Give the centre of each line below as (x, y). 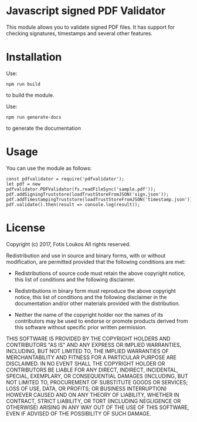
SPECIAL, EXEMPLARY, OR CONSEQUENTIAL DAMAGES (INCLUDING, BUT (97, 376)
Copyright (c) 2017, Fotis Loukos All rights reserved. (68, 244)
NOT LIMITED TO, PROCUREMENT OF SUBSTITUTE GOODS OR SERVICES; (97, 382)
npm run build (23, 84)
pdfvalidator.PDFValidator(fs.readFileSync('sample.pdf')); (81, 189)
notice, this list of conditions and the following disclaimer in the (91, 297)
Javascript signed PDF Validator (86, 11)
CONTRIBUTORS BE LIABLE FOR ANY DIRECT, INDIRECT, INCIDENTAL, (92, 370)
